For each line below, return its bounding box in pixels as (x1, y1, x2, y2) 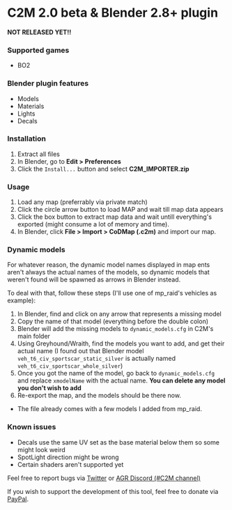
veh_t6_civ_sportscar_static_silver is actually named (17, 354, 176, 363)
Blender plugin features (7, 79, 89, 88)
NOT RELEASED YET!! (7, 28, 72, 36)
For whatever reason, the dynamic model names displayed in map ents (7, 261, 210, 269)
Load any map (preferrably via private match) (17, 198, 148, 206)
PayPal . (7, 495, 29, 503)
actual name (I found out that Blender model (17, 347, 144, 355)
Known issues (7, 422, 56, 432)
